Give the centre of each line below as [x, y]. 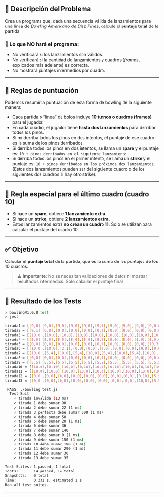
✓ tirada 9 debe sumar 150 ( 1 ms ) [49, 440]
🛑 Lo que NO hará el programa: [42, 44]
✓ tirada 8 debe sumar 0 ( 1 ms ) [47, 435]
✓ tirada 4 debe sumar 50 [40, 417]
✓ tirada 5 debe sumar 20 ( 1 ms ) [48, 421]
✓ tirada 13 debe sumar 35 [41, 458]
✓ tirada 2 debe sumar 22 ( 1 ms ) [48, 408]
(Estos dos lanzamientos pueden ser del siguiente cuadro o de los [78, 169]
